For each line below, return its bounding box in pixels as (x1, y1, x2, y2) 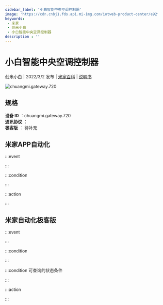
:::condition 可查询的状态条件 (5, 268, 63, 273)
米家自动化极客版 (5, 216, 56, 224)
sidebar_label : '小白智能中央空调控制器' (5, 7, 82, 12)
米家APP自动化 (5, 141, 50, 149)
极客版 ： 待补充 (5, 125, 37, 130)
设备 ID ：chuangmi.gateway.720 (5, 112, 71, 118)
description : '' (5, 35, 40, 39)
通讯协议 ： (5, 119, 28, 125)
